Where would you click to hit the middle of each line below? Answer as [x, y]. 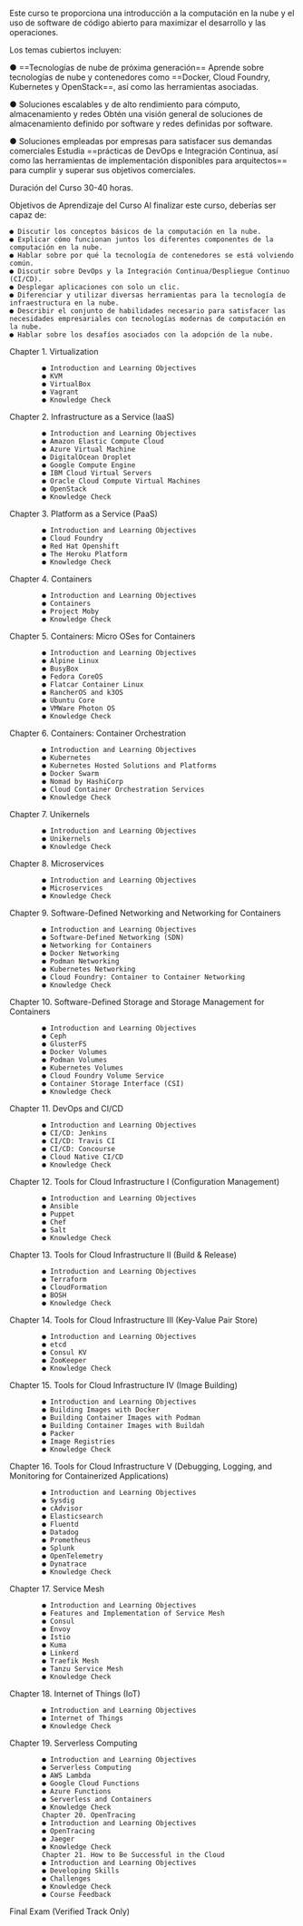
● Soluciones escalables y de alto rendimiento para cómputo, [125, 104]
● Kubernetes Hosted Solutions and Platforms [130, 766]
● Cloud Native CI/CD [83, 1157]
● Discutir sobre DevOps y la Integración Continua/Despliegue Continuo [150, 271]
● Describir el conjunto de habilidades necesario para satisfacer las [147, 311]
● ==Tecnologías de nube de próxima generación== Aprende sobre [137, 68]
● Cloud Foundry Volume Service [103, 1076]
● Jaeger [59, 1839]
